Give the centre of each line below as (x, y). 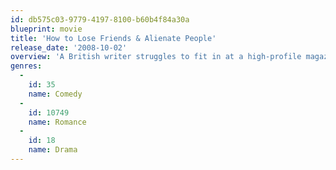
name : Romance (57, 122)
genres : (26, 66)
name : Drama (53, 150)
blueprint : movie (46, 29)
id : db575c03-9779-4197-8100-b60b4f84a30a (100, 19)
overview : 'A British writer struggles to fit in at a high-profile (156, 57)
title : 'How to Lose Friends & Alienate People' (113, 38)
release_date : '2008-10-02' (69, 47)
